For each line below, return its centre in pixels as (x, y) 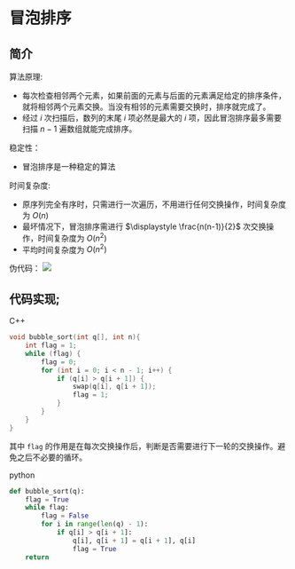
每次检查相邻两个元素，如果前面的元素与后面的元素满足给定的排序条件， (154, 95)
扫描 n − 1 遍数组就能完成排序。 (79, 129)
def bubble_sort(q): (47, 491)
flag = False (65, 516)
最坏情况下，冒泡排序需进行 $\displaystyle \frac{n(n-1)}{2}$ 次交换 (144, 226)
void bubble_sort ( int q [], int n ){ (75, 337)
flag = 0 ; (59, 362)
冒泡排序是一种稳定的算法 (69, 166)
